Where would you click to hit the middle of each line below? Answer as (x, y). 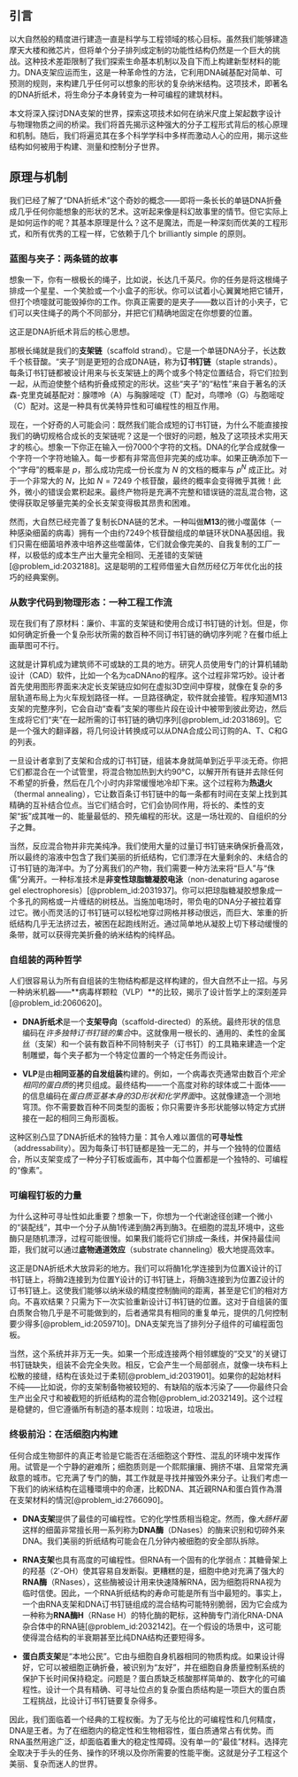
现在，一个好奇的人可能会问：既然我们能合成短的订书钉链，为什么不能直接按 (149, 425)
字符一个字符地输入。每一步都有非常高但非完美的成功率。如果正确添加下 (148, 458)
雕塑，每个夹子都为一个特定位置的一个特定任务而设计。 (130, 1055)
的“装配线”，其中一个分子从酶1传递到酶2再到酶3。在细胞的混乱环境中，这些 (147, 1227)
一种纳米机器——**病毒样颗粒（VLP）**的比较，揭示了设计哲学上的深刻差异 (148, 992)
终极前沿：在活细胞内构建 (64, 1435)
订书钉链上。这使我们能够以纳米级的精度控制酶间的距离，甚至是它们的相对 (145, 1291)
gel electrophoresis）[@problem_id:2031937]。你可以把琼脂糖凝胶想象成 (142, 890)
